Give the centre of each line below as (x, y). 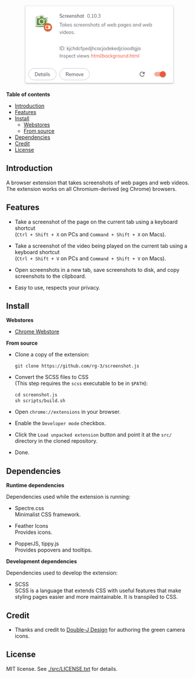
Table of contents (28, 94)
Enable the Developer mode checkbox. (60, 423)
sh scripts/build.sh (40, 401)
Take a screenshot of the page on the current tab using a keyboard (96, 222)
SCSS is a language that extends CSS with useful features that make (98, 591)
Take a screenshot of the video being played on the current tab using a (101, 246)
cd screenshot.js (36, 395)
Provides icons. (33, 532)
